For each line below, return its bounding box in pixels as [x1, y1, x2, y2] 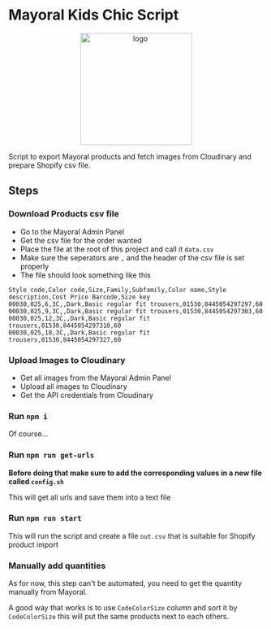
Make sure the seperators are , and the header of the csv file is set [19, 252, 245, 262]
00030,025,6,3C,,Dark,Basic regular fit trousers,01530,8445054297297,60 [8, 299, 264, 308]
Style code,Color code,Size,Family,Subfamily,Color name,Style [8, 286, 227, 294]
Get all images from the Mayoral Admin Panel [19, 373, 172, 382]
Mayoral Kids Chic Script [8, 6, 179, 24]
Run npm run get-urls [8, 449, 95, 461]
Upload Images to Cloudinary [8, 354, 126, 365]
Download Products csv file [8, 208, 119, 220]
